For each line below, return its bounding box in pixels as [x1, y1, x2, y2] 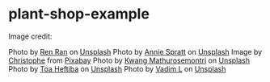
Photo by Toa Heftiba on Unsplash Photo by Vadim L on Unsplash [8, 64, 226, 73]
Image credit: [8, 31, 53, 41]
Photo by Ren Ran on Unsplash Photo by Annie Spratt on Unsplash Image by [8, 47, 263, 56]
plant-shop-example [8, 5, 150, 23]
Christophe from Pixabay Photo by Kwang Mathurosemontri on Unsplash [8, 55, 251, 65]
